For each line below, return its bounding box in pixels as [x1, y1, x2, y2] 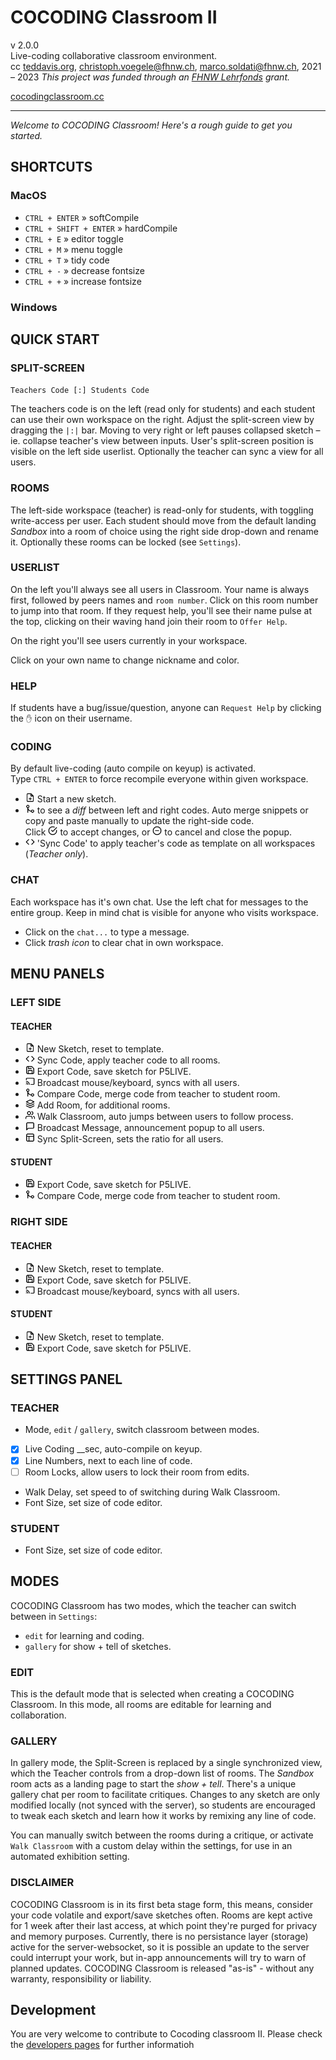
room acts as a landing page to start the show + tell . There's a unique [10, 1778, 297, 1790]
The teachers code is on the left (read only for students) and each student [10, 403, 316, 415]
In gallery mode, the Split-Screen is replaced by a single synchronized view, [10, 1757, 323, 1769]
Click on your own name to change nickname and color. [10, 654, 240, 666]
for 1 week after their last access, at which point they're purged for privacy [10, 1919, 318, 1931]
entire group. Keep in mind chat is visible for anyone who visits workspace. [10, 906, 320, 918]
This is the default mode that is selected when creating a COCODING [10, 1688, 295, 1700]
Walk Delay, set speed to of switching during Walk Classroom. [24, 1486, 281, 1498]
